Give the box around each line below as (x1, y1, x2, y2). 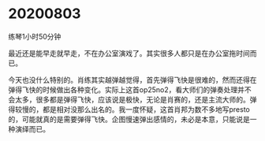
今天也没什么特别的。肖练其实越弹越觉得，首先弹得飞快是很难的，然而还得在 (8, 75, 257, 84)
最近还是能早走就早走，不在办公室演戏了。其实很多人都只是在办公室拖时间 (8, 48, 250, 58)
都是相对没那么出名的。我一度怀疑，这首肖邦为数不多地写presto (42, 104, 250, 114)
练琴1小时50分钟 (8, 32, 62, 41)
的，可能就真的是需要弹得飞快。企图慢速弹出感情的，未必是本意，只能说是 (8, 114, 250, 124)
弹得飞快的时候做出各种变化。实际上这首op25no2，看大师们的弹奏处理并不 (8, 84, 252, 95)
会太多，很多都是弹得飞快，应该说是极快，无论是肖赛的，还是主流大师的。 (8, 95, 250, 104)
